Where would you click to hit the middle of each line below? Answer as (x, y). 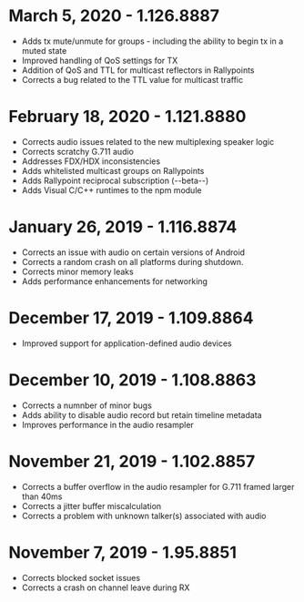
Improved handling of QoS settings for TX (100, 60)
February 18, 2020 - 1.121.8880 (127, 117)
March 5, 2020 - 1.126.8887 (114, 16)
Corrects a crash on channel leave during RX (106, 587)
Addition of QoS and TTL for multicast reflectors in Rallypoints (138, 70)
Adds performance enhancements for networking (115, 281)
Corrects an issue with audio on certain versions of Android (133, 252)
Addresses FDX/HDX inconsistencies (91, 161)
